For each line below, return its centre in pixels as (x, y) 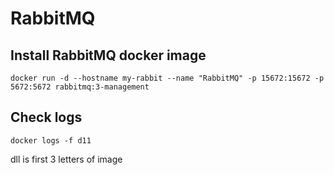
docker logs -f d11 (51, 140)
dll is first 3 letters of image (66, 159)
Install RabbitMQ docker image (108, 55)
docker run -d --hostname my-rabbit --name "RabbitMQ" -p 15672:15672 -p (167, 78)
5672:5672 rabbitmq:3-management (80, 87)
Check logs (46, 117)
